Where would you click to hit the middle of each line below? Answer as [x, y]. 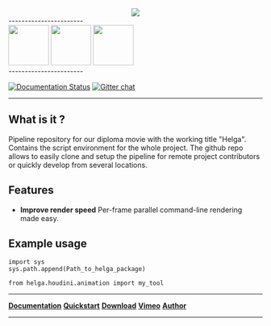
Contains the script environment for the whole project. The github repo [126, 148]
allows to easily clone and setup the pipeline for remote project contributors [134, 156]
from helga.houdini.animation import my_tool [86, 283]
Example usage [48, 244]
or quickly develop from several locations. [78, 165]
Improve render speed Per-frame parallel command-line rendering [131, 210]
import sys [27, 262]
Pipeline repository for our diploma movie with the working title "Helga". [127, 139]
